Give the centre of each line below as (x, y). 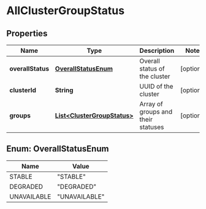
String (64, 90)
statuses (152, 127)
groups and (156, 112)
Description (157, 51)
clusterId (23, 90)
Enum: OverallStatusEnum (58, 149)
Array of (151, 104)
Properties (27, 34)
